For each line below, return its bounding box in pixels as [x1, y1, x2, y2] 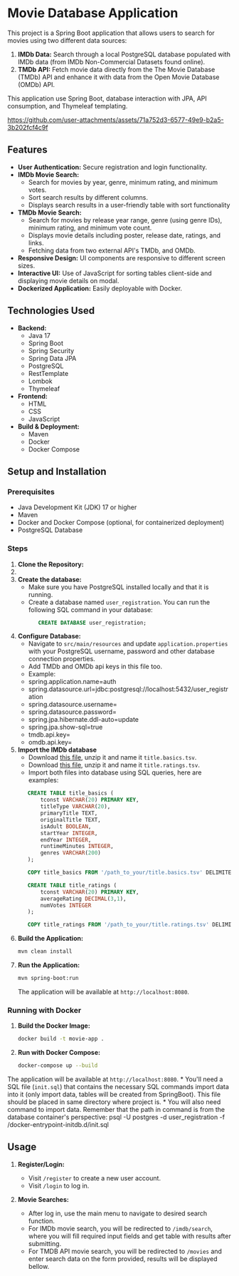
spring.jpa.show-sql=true [28, 723, 103, 732]
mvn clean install [17, 948, 73, 955]
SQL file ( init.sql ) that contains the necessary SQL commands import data [7, 1082, 229, 1091]
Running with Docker [7, 1005, 82, 1015]
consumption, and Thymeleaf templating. [7, 101, 128, 110]
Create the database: [17, 575, 82, 583]
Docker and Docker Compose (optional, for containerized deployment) [17, 519, 225, 527]
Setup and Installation [7, 465, 107, 477]
